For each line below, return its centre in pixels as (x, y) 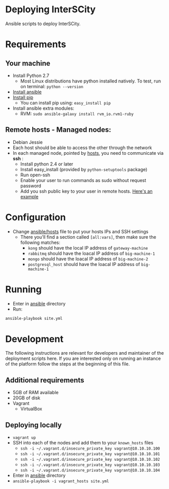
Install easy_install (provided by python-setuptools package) (84, 169)
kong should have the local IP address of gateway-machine (88, 248)
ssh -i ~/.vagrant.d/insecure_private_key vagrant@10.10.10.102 (90, 460)
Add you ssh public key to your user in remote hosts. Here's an (87, 191)
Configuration (36, 217)
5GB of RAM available (35, 393)
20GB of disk (27, 398)
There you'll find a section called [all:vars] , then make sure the (88, 237)
